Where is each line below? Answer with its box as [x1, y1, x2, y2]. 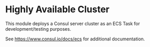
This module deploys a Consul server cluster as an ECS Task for [5, 20, 140, 27]
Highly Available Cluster [5, 4, 110, 15]
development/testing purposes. [5, 26, 71, 32]
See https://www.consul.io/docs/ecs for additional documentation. [5, 36, 145, 42]
